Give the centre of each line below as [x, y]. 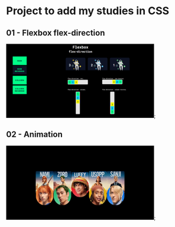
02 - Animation [35, 135]
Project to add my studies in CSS [88, 11]
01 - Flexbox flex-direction [56, 33]
